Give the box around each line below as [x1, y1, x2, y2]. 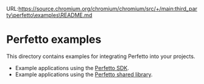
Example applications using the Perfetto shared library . [15, 71, 153, 78]
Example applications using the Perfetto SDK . [15, 64, 129, 71]
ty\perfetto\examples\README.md [6, 11, 93, 19]
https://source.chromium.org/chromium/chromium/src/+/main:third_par [18, 5, 198, 12]
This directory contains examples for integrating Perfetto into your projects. [6, 53, 195, 60]
